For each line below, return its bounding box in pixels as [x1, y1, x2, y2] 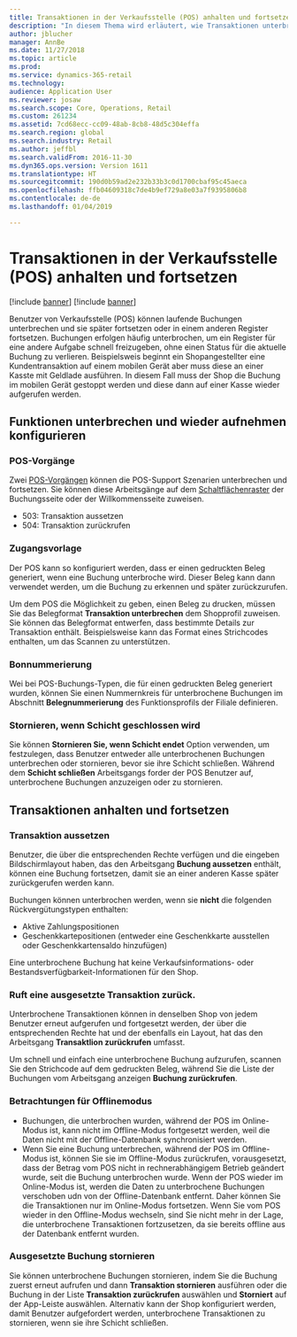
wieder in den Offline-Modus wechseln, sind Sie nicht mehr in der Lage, [21, 1209, 285, 1220]
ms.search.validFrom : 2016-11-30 [9, 152, 133, 162]
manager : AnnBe [9, 37, 65, 47]
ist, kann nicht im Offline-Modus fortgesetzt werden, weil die [49, 1124, 270, 1135]
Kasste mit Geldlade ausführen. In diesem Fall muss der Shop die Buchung [9, 369, 281, 381]
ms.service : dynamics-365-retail [9, 71, 133, 80]
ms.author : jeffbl [9, 144, 77, 153]
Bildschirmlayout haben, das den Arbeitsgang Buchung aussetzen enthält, [9, 858, 281, 869]
